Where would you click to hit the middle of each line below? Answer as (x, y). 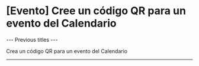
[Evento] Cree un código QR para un (96, 11)
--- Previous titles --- (32, 39)
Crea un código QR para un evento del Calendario (67, 51)
